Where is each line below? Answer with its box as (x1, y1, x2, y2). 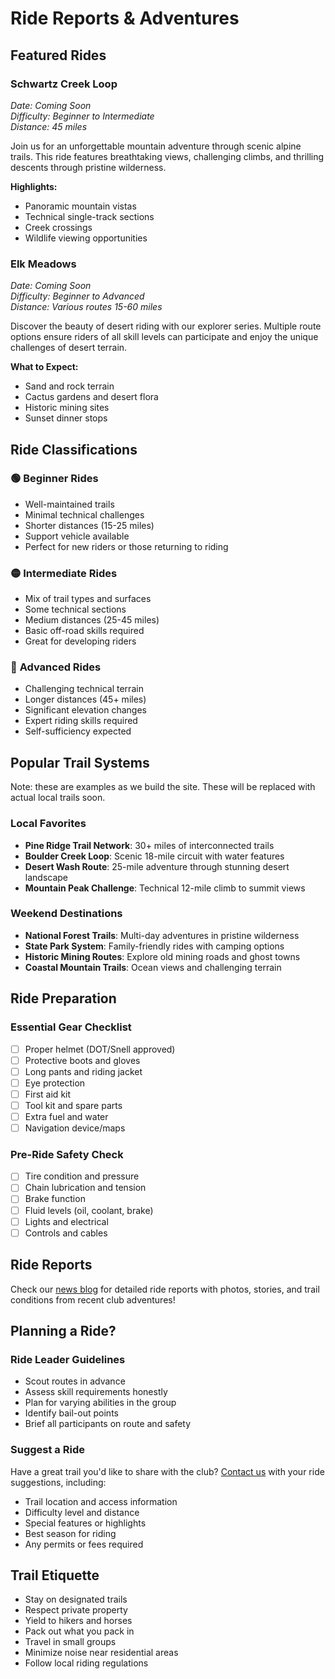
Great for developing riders (24, 635, 137, 647)
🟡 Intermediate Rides (10, 566, 118, 580)
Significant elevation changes (24, 704, 147, 716)
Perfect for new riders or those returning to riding (24, 540, 229, 552)
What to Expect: (10, 361, 79, 373)
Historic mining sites (24, 402, 110, 414)
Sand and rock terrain (24, 380, 115, 392)
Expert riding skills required (24, 715, 138, 727)
